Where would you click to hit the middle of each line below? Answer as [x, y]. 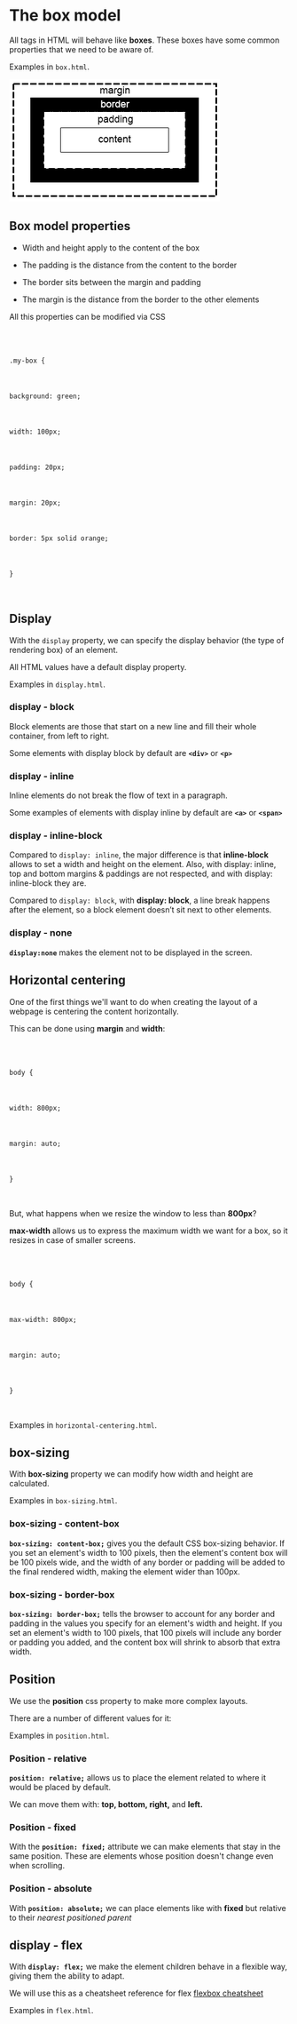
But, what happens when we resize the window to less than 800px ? [133, 1213]
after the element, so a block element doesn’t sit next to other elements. [141, 910]
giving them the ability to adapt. [67, 1976]
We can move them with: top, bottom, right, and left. [106, 1805]
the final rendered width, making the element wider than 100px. [125, 1571]
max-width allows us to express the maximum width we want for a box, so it [148, 1231]
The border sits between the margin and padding [111, 282]
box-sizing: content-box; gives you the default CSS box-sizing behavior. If [147, 1543]
